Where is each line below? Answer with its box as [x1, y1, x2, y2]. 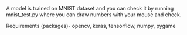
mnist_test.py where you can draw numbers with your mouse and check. [6, 11, 182, 18]
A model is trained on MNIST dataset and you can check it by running [6, 5, 174, 12]
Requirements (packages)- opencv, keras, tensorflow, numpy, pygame [6, 23, 176, 29]
